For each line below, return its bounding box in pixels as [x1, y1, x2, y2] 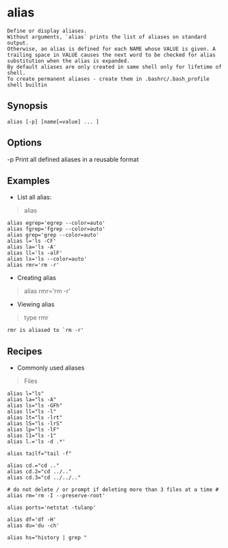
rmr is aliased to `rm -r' [7, 327, 84, 334]
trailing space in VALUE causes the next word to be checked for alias [7, 51, 216, 58]
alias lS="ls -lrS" [7, 420, 63, 427]
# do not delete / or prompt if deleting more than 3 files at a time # [7, 486, 219, 493]
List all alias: [16, 193, 52, 202]
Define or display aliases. [7, 27, 88, 34]
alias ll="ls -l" [7, 408, 57, 416]
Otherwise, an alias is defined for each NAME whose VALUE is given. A [7, 45, 216, 52]
